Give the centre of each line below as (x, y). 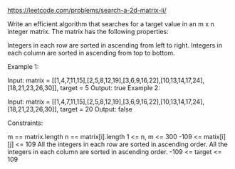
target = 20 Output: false (96, 109)
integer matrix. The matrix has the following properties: (88, 32)
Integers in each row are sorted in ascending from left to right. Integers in (115, 45)
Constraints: (25, 123)
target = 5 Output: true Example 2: (110, 88)
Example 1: (23, 66)
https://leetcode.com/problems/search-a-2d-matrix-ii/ (87, 10)
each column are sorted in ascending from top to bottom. (91, 53)
